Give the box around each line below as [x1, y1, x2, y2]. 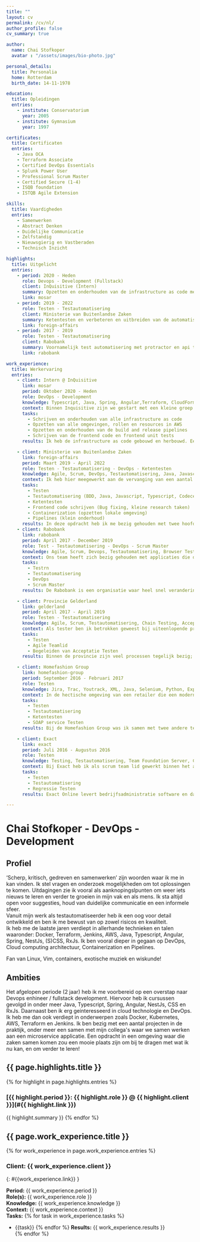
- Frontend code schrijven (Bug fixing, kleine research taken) [27, 504, 190, 510]
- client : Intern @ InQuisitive [17, 377, 97, 383]
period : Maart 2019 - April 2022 [21, 460, 105, 466]
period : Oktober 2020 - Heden [21, 388, 97, 395]
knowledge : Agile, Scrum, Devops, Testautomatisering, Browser [21, 548, 183, 554]
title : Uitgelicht [11, 261, 58, 267]
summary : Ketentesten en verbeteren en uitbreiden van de [21, 317, 169, 323]
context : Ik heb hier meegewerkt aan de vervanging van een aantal [21, 477, 193, 483]
